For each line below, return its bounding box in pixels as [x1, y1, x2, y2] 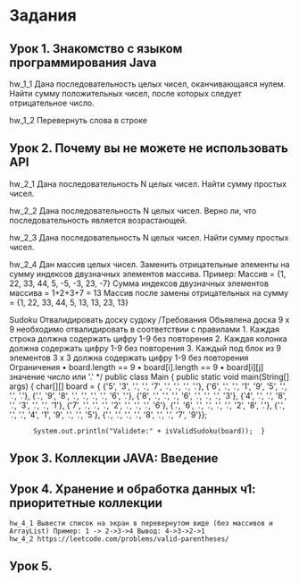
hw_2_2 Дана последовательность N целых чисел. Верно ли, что [9, 205, 257, 215]
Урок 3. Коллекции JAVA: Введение [9, 451, 219, 466]
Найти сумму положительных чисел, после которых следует [9, 89, 243, 98]
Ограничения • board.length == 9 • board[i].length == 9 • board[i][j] [9, 361, 264, 372]
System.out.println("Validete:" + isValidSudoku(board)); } [32, 426, 266, 435]
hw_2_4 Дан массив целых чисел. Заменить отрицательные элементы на [9, 258, 290, 269]
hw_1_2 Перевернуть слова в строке [9, 115, 147, 125]
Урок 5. [9, 559, 53, 574]
